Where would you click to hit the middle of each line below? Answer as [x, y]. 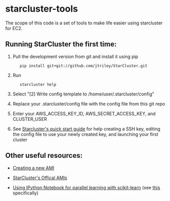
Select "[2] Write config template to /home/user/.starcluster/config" [83, 94]
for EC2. [14, 28]
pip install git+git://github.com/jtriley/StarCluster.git [83, 66]
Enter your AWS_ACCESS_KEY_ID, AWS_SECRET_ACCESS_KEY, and [84, 113]
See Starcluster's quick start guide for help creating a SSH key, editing [86, 129]
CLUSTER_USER [30, 119]
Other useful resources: [44, 156]
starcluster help [38, 84]
